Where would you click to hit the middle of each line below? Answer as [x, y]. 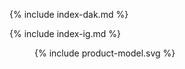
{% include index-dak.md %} [69, 14]
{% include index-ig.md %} [65, 33]
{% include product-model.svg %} [105, 53]
